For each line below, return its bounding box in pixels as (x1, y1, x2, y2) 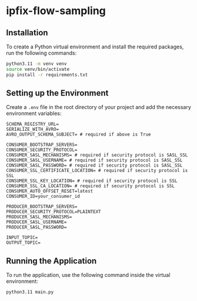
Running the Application (6, 256, 97, 266)
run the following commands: (6, 49, 77, 57)
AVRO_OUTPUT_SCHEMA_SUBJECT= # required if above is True (6, 131, 151, 138)
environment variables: (6, 110, 62, 117)
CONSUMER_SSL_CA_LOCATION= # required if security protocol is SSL (6, 183, 175, 189)
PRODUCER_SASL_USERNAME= (6, 219, 67, 225)
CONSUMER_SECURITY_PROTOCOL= (6, 147, 78, 153)
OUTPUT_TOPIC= (6, 240, 41, 246)
